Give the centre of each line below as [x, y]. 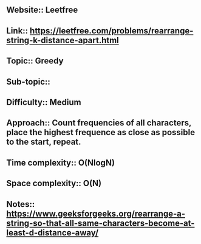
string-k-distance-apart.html [63, 40]
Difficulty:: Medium [44, 102]
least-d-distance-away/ [53, 233]
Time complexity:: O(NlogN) [61, 163]
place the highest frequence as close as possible [101, 132]
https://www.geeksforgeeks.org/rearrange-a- [96, 213]
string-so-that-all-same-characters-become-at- [101, 223]
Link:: [17, 31]
